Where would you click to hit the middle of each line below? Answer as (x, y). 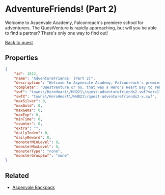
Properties (22, 58)
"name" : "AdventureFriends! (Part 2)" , (55, 78)
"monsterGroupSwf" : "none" (41, 156)
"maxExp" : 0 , (27, 115)
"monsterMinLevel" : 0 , (37, 142)
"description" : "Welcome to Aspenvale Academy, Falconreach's (79, 83)
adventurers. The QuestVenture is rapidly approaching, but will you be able (81, 27)
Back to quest (19, 42)
